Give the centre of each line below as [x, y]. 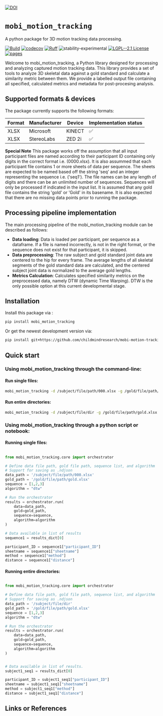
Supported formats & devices [50, 99]
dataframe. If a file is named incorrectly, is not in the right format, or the [83, 244]
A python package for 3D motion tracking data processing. [64, 39]
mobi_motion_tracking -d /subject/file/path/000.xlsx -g [64, 391]
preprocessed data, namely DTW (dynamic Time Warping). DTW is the [82, 281]
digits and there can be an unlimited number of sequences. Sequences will [80, 182]
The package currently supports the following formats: [60, 111]
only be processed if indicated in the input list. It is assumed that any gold [79, 187]
